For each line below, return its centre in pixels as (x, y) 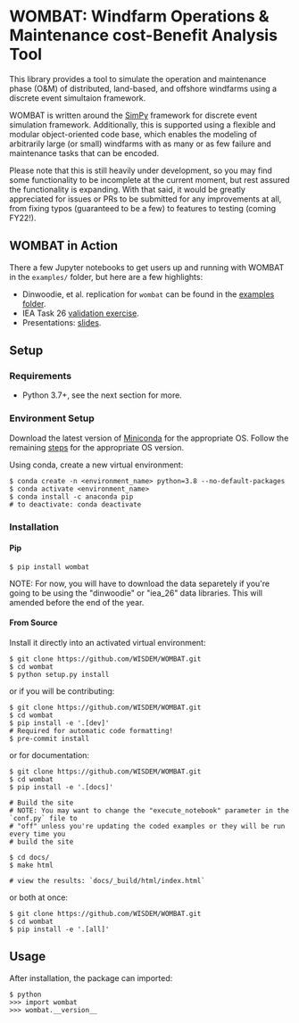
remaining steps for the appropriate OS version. (97, 447)
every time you (37, 834)
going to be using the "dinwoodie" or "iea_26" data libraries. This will (136, 593)
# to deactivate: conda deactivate (75, 504)
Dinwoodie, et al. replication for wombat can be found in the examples (148, 294)
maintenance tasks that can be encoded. (84, 153)
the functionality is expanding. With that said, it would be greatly (127, 189)
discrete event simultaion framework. (78, 98)
